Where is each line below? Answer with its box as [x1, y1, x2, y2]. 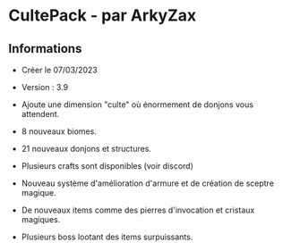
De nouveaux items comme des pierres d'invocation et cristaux [21, 205, 255, 215]
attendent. [21, 109, 60, 119]
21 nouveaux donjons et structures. [21, 144, 151, 154]
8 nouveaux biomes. [21, 126, 98, 137]
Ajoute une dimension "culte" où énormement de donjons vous [21, 99, 254, 110]
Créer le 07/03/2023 [21, 64, 98, 75]
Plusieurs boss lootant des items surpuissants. [21, 231, 193, 242]
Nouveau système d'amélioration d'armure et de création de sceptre [21, 178, 275, 188]
